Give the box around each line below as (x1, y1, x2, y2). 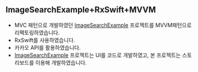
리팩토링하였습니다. (14, 29, 60, 36)
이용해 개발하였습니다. (35, 59, 88, 66)
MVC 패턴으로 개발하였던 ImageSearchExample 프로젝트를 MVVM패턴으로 (14, 21, 192, 29)
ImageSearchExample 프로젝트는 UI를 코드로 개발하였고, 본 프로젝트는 (14, 51, 181, 59)
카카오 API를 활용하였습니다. (14, 44, 81, 51)
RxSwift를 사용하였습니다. (14, 36, 76, 44)
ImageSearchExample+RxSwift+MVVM (5, 5, 157, 15)
